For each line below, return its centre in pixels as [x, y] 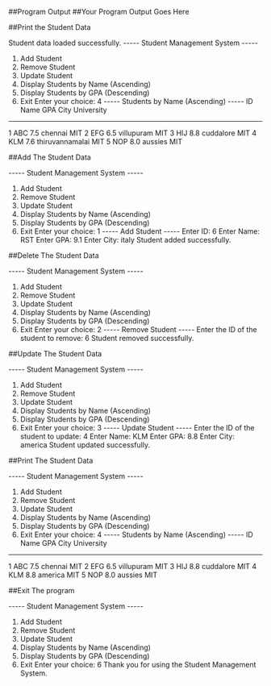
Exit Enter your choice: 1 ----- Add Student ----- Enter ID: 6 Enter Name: [140, 231]
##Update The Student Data [55, 353]
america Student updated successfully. [85, 445]
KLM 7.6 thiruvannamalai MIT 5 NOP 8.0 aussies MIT [96, 141]
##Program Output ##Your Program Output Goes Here [99, 12]
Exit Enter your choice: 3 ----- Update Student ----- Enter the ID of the [137, 428]
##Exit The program [42, 590]
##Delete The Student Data [54, 256]
